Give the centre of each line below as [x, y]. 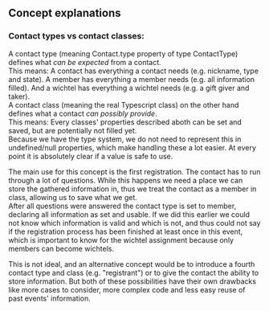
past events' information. [49, 298]
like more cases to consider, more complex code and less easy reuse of [127, 289]
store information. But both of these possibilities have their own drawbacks [132, 281]
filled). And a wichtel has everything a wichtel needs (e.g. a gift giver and [129, 88]
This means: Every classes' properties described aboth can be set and [125, 122]
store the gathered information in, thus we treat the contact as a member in [132, 189]
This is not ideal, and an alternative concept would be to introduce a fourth [132, 264]
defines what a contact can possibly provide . [83, 113]
